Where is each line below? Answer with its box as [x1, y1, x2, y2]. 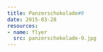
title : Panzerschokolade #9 [7, 9, 84, 17]
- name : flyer [7, 28, 48, 36]
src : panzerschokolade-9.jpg [13, 35, 97, 42]
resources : [7, 22, 38, 29]
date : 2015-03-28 [7, 16, 57, 23]
